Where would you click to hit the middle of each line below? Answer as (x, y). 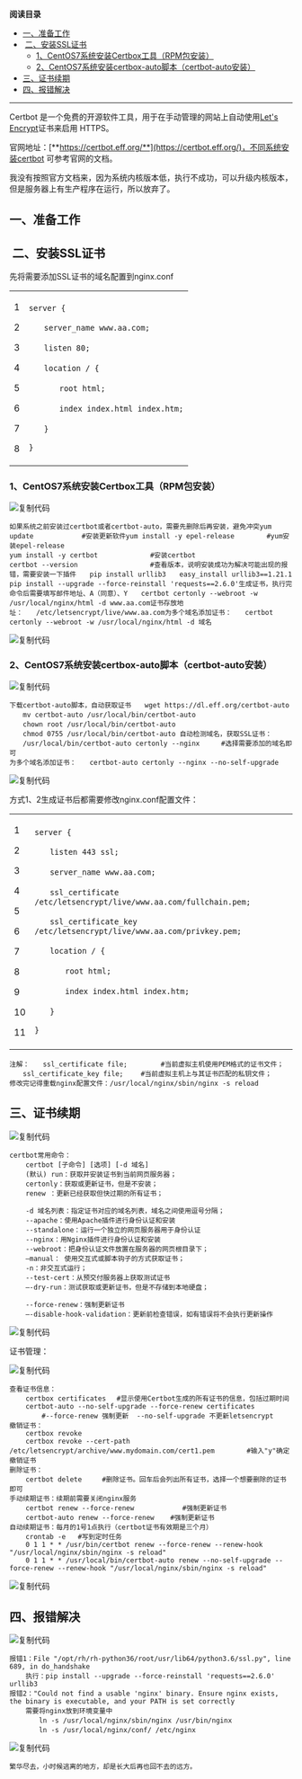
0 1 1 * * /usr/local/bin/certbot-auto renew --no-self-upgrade (148, 1560)
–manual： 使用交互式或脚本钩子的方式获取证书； (105, 1259)
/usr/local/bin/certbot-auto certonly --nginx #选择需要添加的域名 (154, 743)
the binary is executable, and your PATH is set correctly (122, 1702)
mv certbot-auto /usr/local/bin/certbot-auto (109, 715)
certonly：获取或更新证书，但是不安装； (92, 1184)
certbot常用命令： (40, 1155)
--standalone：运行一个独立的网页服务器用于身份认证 (113, 1230)
